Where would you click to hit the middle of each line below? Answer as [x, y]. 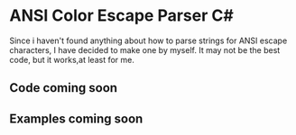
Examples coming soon [76, 118]
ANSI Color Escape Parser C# [122, 16]
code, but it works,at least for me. [72, 59]
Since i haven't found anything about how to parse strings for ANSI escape [148, 40]
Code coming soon [64, 88]
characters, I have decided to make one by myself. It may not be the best [145, 49]
